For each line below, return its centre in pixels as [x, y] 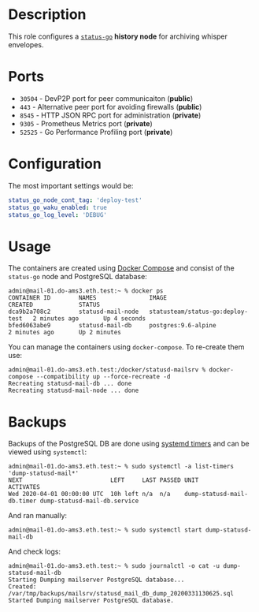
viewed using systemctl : [48, 452]
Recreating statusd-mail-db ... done [70, 384]
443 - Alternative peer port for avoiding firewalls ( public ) [111, 106]
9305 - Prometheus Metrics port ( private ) [86, 123]
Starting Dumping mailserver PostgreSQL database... [96, 580]
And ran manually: [38, 516]
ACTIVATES [24, 487]
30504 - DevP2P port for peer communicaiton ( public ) [106, 98]
